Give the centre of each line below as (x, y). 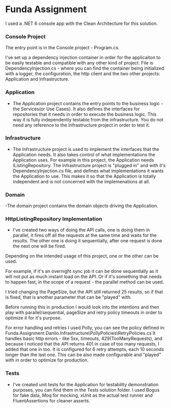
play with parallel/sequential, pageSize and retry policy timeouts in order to (84, 312)
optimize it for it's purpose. (34, 318)
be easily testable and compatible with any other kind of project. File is (79, 63)
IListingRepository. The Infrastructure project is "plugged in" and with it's (89, 165)
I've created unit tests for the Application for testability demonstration (85, 384)
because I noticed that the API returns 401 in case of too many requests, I (82, 344)
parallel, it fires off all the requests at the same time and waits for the (84, 235)
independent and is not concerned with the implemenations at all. (81, 181)
